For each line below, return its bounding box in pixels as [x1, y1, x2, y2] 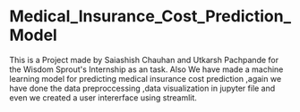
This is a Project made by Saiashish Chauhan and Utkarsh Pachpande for [9, 54, 279, 65]
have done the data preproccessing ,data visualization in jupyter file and [9, 83, 276, 93]
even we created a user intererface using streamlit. [9, 92, 197, 103]
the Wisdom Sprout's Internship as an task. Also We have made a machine [9, 64, 284, 75]
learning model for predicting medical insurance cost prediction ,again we [9, 73, 282, 84]
